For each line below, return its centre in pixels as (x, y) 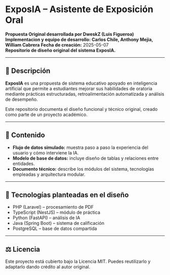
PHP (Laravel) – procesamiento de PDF (53, 207)
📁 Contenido (25, 135)
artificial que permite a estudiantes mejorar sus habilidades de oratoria (79, 88)
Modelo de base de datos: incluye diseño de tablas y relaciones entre (86, 158)
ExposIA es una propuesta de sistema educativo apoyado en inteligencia (81, 83)
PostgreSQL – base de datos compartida (55, 228)
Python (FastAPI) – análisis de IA (46, 218)
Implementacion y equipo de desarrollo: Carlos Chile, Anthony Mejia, (79, 40)
